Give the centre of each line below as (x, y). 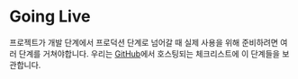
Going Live (50, 17)
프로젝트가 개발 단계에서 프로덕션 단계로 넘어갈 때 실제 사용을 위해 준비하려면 (144, 42)
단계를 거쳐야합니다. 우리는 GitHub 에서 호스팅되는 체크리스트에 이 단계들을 (149, 53)
